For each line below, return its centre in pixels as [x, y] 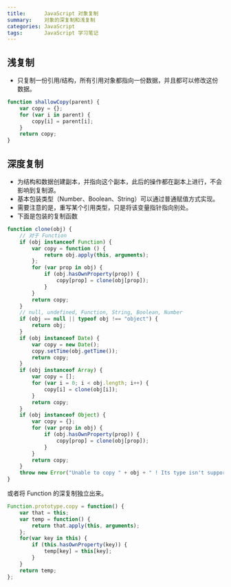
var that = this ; [44, 513]
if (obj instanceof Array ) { [61, 370]
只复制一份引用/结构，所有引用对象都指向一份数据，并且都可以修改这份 [118, 81]
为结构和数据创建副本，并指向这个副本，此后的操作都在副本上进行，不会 [119, 181]
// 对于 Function [43, 235]
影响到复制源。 [38, 190]
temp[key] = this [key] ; [78, 551]
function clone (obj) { [40, 229]
